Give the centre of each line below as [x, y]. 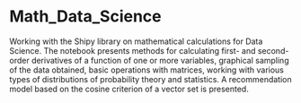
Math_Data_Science [85, 17]
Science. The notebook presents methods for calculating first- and [133, 50]
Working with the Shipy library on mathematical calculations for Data [136, 41]
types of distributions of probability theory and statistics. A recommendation [150, 79]
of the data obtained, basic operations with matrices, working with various [147, 70]
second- [273, 50]
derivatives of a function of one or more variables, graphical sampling [160, 60]
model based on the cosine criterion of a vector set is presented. [129, 89]
